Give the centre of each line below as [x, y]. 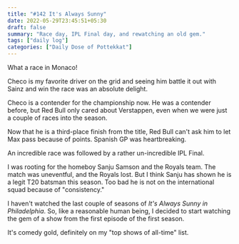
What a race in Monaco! [42, 67]
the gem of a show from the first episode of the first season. [96, 219]
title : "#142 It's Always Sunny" [57, 14]
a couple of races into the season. [57, 118]
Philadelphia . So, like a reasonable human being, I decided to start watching [119, 211]
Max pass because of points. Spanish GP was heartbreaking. [97, 139]
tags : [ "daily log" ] [38, 41]
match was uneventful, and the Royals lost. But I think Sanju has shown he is [119, 174]
